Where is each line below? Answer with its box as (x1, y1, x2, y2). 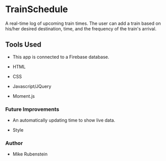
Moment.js (12, 93, 35, 99)
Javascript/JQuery (12, 83, 52, 89)
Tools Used (5, 41, 41, 49)
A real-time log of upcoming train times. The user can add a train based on (5, 20, 161, 26)
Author (5, 139, 23, 146)
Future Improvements (5, 105, 60, 112)
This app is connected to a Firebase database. (12, 54, 110, 60)
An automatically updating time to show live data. (12, 117, 115, 124)
